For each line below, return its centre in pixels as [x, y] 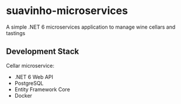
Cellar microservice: [30, 65]
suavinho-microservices [67, 11]
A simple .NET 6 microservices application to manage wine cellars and [91, 27]
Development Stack [43, 52]
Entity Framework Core [42, 89]
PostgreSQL [29, 83]
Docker [23, 95]
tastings [16, 33]
